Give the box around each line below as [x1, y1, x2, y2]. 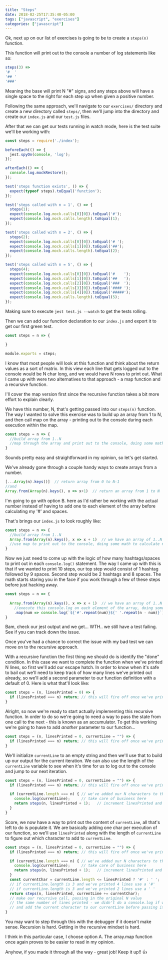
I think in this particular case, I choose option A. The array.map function [5, 933, 152, 939]
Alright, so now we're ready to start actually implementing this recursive [5, 708, 153, 714]
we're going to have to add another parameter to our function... [5, 724, 136, 730]
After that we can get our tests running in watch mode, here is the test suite [5, 123, 161, 129]
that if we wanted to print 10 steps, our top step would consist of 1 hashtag [5, 566, 158, 572]
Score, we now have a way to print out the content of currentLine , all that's [5, 819, 160, 825]
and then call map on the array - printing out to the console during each [5, 416, 153, 422]
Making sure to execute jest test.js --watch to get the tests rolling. [5, 308, 147, 314]
